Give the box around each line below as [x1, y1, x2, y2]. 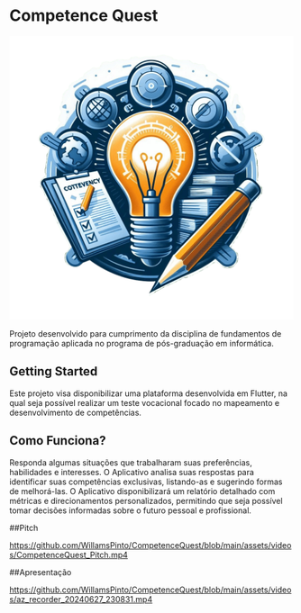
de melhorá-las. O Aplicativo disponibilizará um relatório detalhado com [9, 485, 276, 496]
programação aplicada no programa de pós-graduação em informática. [9, 338, 275, 348]
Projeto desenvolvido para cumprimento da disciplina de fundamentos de [9, 328, 282, 338]
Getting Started [9, 364, 98, 379]
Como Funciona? [9, 433, 106, 448]
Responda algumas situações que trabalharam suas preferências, [9, 456, 252, 468]
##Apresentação [9, 566, 72, 577]
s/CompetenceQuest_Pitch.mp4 [9, 549, 129, 560]
